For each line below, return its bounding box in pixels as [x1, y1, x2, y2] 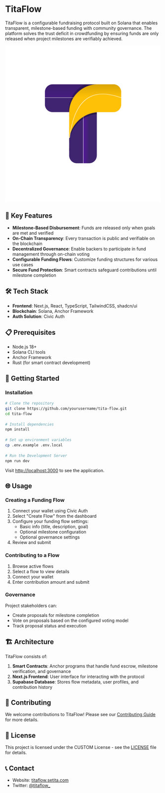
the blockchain [12, 241, 43, 246]
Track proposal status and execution [12, 622, 87, 628]
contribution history [12, 684, 53, 690]
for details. [5, 750, 27, 756]
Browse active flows [12, 563, 54, 569]
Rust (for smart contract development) [12, 360, 90, 366]
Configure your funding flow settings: [12, 518, 89, 524]
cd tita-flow [5, 411, 32, 416]
